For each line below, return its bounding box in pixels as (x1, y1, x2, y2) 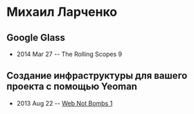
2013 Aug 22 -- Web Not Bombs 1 (16, 99, 113, 107)
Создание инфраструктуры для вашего (6, 70, 188, 82)
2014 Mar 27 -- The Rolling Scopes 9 (16, 50, 123, 58)
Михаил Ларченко (6, 4, 118, 20)
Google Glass (6, 32, 66, 44)
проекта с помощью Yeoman (6, 81, 138, 93)
